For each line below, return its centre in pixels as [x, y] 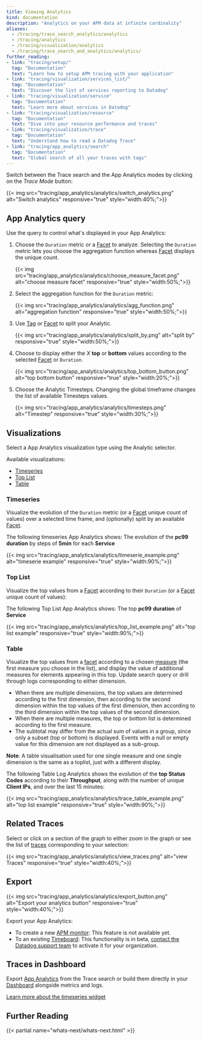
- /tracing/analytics [39, 40]
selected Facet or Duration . [49, 360]
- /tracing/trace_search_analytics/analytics [70, 34]
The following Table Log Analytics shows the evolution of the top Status [96, 774]
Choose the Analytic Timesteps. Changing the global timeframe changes [105, 389]
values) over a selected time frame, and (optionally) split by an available [96, 519]
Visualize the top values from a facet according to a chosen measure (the [97, 662]
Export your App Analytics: [39, 920]
